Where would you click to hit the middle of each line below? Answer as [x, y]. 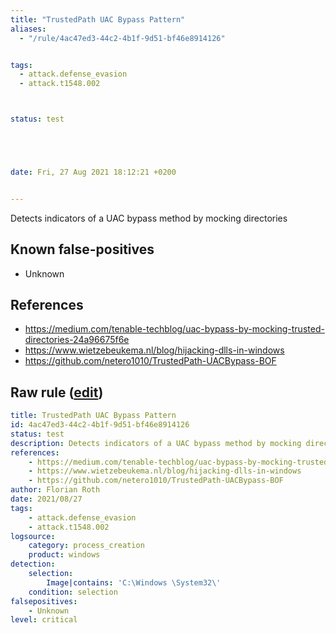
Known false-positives [82, 249]
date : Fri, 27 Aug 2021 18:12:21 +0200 [93, 172]
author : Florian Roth [55, 490]
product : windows [64, 555]
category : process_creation [86, 546]
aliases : [28, 29]
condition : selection [73, 592]
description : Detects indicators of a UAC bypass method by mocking [156, 443]
